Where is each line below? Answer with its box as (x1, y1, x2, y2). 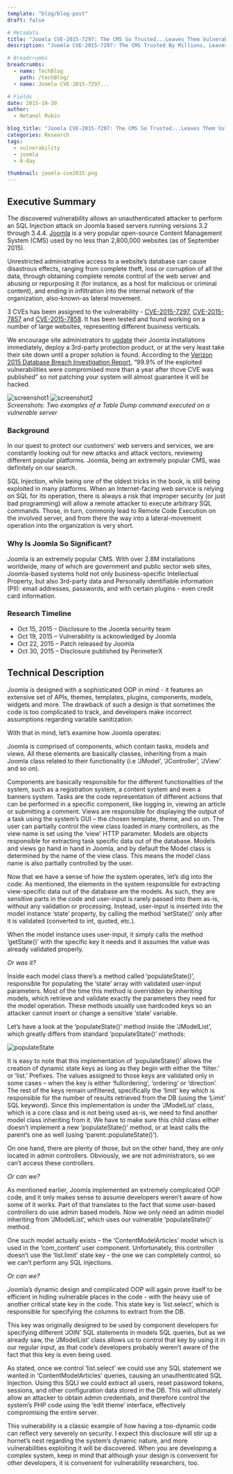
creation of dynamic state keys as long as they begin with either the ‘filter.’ (7, 1064, 220, 1072)
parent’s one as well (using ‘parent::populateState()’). (7, 1131, 159, 1139)
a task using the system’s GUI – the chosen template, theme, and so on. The (7, 814, 224, 823)
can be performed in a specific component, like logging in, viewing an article (7, 800, 226, 808)
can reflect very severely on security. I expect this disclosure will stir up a (7, 1429, 217, 1437)
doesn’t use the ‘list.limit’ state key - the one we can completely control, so (7, 1251, 221, 1259)
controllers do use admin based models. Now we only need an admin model (7, 1208, 224, 1216)
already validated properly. (7, 945, 84, 953)
